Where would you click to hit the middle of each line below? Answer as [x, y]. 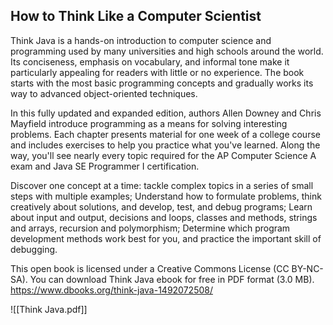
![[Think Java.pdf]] [49, 309]
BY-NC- [307, 268]
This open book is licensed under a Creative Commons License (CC [150, 268]
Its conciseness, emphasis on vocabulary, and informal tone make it [150, 61]
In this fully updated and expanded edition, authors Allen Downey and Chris [166, 113]
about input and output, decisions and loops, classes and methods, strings [164, 217]
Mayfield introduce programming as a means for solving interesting [149, 123]
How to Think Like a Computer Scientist [136, 16]
